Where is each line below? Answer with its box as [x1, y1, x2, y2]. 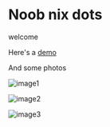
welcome [8, 32, 38, 42]
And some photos [8, 62, 67, 73]
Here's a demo [8, 47, 57, 57]
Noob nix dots [8, 6, 103, 24]
